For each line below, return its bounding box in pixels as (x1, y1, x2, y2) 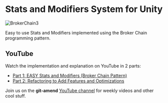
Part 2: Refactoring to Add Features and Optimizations (12, 77, 124, 83)
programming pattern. (5, 35, 51, 41)
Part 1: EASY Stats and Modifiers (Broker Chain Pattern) (12, 72, 127, 78)
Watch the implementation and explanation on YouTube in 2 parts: (5, 62, 141, 68)
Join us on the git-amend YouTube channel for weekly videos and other (5, 87, 154, 93)
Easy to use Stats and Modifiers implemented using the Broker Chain (5, 29, 147, 35)
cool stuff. (5, 92, 26, 98)
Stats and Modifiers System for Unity (5, 3, 163, 15)
